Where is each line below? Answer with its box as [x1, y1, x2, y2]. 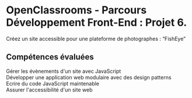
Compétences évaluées [6, 52, 95, 62]
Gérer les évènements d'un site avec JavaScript [6, 68, 121, 75]
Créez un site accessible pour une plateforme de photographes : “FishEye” [6, 35, 186, 42]
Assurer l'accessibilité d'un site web [6, 86, 93, 93]
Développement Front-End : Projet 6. [6, 16, 187, 29]
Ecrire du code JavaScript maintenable [6, 80, 100, 87]
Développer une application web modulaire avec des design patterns [6, 73, 172, 80]
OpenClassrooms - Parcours [6, 3, 147, 17]
